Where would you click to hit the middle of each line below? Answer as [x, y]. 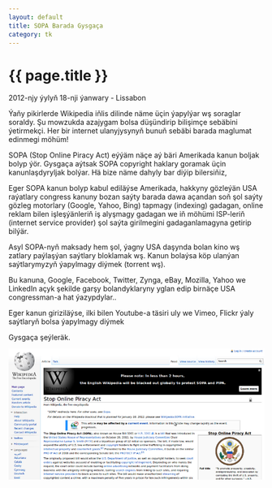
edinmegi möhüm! [39, 140]
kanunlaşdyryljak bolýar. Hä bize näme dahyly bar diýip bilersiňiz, [118, 173]
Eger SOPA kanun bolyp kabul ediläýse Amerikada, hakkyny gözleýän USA [133, 188]
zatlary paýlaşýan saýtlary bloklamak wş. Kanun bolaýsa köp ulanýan [124, 256]
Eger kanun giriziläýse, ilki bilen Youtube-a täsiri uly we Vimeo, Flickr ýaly [131, 313]
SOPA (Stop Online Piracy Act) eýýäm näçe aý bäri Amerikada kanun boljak [134, 155]
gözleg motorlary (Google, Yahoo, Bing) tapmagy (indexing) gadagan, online [136, 205]
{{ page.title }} [58, 75]
